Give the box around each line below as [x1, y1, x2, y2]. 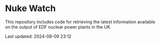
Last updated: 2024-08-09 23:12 [5, 33, 72, 39]
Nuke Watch [5, 3, 56, 14]
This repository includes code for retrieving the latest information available [5, 19, 156, 25]
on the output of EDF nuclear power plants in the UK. [5, 24, 112, 29]
